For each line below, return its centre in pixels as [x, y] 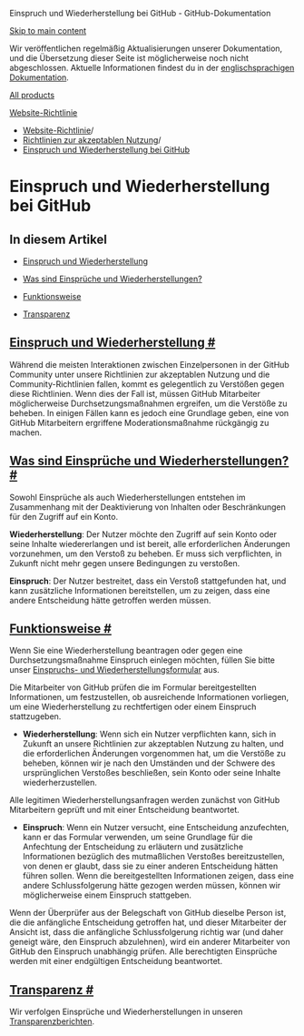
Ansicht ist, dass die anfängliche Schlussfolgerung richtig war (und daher [147, 932]
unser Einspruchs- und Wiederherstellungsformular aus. [114, 670]
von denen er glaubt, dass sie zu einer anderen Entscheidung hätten [150, 866]
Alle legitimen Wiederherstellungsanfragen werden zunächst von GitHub [145, 800]
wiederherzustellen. [59, 783]
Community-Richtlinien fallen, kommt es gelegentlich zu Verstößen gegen [147, 384]
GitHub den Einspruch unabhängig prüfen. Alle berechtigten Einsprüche [143, 951]
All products [32, 95]
